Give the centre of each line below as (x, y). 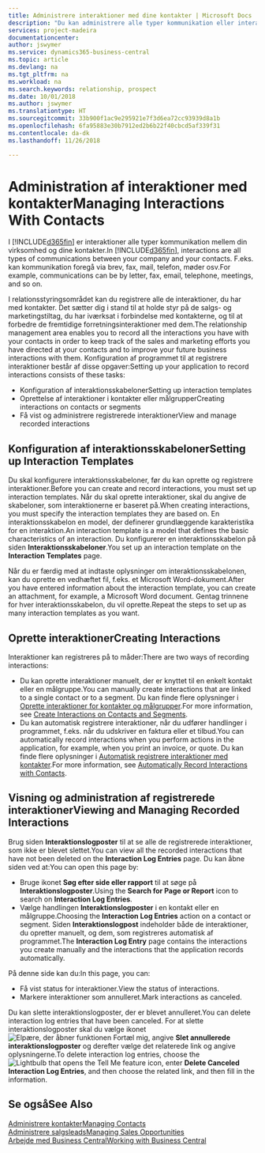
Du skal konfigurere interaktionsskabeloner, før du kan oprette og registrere (131, 480)
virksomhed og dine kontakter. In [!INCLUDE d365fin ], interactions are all (125, 251)
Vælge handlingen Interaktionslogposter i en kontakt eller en (119, 907)
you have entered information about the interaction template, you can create (132, 588)
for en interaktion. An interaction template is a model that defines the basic (129, 531)
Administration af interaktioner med (128, 186)
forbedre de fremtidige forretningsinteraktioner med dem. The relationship (128, 324)
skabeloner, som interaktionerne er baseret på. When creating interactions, (129, 505)
